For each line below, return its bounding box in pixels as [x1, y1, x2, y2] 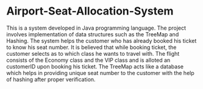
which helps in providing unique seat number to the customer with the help [6, 69, 195, 76]
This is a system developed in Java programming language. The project [6, 24, 187, 31]
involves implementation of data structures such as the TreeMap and [6, 30, 179, 38]
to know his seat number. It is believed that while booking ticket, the [6, 44, 177, 51]
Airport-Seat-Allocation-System [6, 4, 174, 18]
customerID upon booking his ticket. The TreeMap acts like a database [6, 62, 184, 70]
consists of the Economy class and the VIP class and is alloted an [6, 56, 171, 64]
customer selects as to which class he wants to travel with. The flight [6, 50, 180, 57]
